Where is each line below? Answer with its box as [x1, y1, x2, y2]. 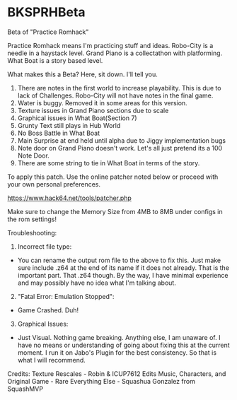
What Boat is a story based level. [7, 56, 103, 64]
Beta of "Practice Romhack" [7, 28, 89, 36]
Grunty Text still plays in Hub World [17, 121, 121, 129]
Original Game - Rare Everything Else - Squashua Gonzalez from [7, 377, 196, 385]
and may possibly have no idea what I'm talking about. [17, 278, 177, 287]
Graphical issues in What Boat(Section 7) [17, 114, 137, 122]
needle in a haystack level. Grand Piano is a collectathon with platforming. [7, 49, 223, 57]
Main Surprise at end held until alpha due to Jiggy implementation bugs [17, 136, 226, 145]
